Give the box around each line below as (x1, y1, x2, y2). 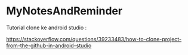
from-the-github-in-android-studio (6, 42, 92, 49)
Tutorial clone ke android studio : (6, 24, 87, 31)
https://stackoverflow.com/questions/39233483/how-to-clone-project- (6, 35, 182, 42)
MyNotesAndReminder (6, 4, 123, 18)
